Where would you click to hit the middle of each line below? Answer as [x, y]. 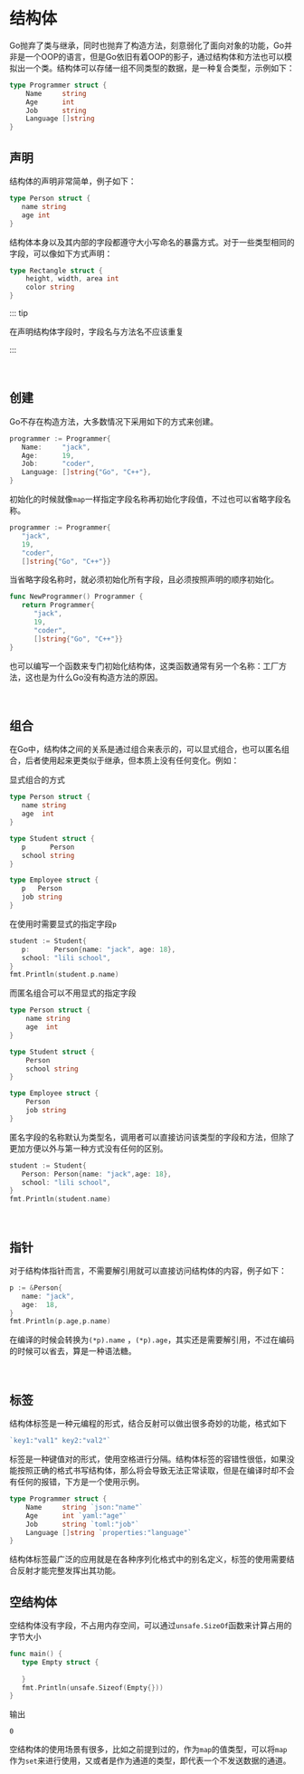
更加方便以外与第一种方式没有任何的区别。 [89, 1148]
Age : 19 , [48, 455]
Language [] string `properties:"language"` [109, 1532]
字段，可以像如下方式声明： [61, 253]
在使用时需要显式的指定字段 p [63, 923]
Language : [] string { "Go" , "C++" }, [86, 472]
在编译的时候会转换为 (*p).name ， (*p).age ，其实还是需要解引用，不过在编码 [152, 1340]
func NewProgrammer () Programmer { [76, 597]
